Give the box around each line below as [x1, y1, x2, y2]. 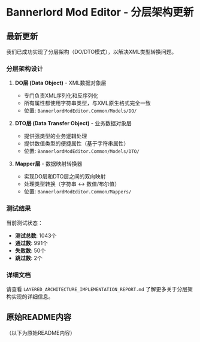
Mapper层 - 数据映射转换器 [14, 160, 83, 168]
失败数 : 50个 [14, 247, 46, 254]
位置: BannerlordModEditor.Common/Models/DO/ [23, 107, 137, 114]
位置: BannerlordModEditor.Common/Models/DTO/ [23, 147, 140, 155]
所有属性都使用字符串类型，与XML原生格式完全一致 [23, 99, 151, 107]
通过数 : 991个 [14, 239, 48, 246]
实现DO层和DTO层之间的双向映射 [23, 173, 106, 180]
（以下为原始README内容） [6, 329, 76, 336]
